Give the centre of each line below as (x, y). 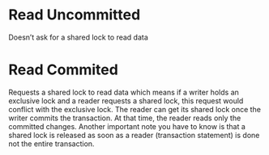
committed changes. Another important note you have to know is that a (127, 126)
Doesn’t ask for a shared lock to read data (78, 37)
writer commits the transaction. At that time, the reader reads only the (125, 118)
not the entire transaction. (51, 144)
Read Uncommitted (75, 15)
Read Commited (64, 70)
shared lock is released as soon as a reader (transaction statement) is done (134, 135)
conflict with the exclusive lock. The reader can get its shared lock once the (135, 109)
